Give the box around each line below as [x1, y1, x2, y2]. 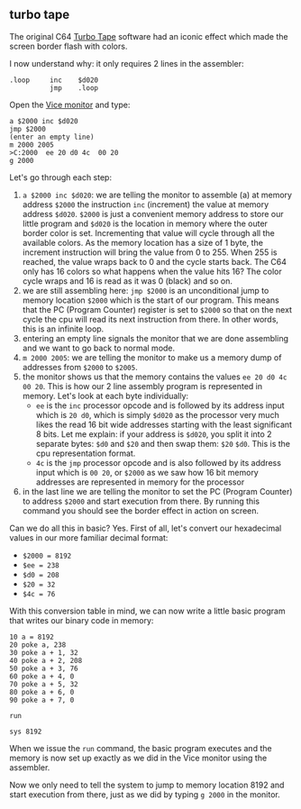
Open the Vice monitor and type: [9, 99, 131, 110]
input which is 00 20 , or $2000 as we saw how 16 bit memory [35, 467, 259, 477]
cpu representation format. [35, 448, 136, 459]
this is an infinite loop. [22, 323, 105, 334]
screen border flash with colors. [9, 41, 128, 51]
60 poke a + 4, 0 [9, 671, 75, 681]
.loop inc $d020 [9, 76, 99, 85]
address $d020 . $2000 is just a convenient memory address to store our [22, 208, 284, 219]
